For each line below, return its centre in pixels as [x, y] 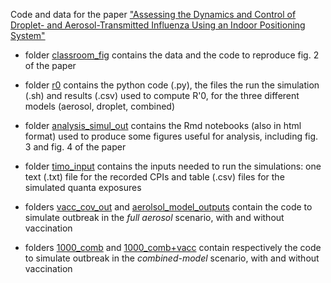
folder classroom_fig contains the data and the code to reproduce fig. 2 [172, 55]
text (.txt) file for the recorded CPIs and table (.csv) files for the [154, 177]
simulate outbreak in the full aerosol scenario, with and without [154, 217]
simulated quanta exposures [83, 187]
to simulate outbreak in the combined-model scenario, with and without [172, 258]
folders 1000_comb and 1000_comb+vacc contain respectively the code [173, 247]
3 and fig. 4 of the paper [75, 147]
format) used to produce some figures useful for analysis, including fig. [171, 136]
